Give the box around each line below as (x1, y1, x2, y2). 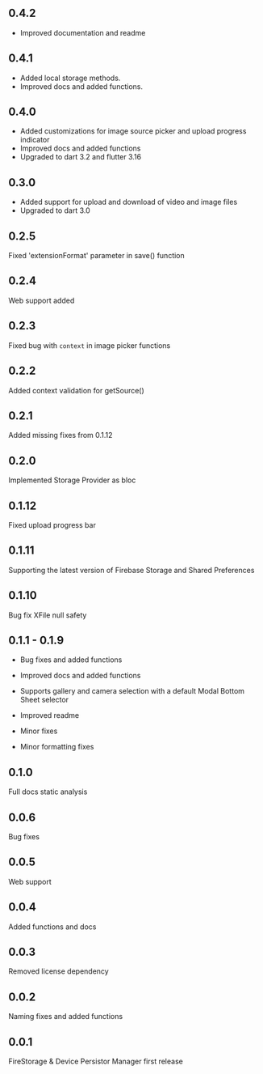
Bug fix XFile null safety (8, 610, 87, 620)
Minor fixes (19, 726, 58, 736)
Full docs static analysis (8, 787, 88, 796)
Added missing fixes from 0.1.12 (8, 431, 113, 440)
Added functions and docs (8, 922, 97, 932)
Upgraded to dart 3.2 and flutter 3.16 (19, 152, 142, 162)
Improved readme (19, 711, 80, 720)
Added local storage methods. (19, 73, 121, 83)
